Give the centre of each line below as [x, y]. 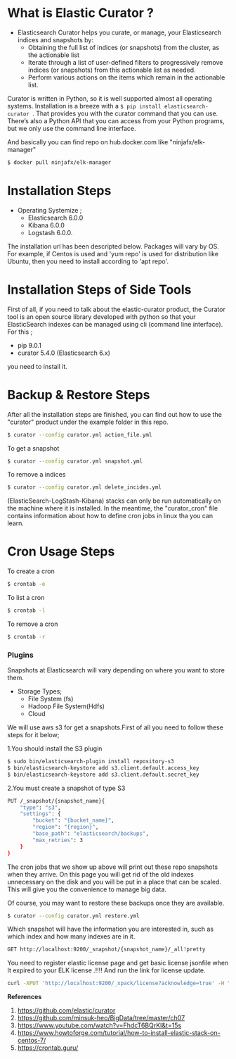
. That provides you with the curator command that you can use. [125, 113]
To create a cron [31, 571]
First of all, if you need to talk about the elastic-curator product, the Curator [117, 309]
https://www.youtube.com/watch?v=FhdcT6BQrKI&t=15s [99, 1025]
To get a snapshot [33, 448]
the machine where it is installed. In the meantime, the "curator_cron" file [113, 508]
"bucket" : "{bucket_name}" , [73, 821]
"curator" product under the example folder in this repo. [88, 422]
